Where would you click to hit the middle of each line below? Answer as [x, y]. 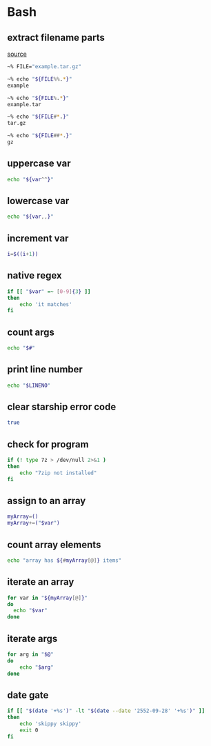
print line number [45, 370]
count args [31, 332]
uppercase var [39, 164]
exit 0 [29, 730]
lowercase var [38, 201]
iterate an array [41, 582]
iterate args [32, 638]
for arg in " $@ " [30, 654]
